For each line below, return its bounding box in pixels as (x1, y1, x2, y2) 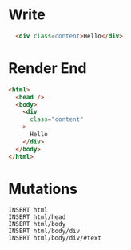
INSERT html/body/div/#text (8, 234, 102, 242)
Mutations (8, 179, 78, 198)
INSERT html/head (8, 213, 66, 221)
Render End (8, 59, 87, 77)
